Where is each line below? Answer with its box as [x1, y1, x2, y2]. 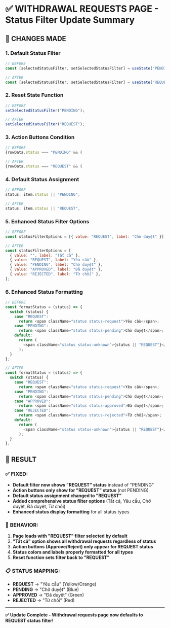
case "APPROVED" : [14, 399, 51, 404]
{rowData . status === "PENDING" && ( [5, 150, 82, 155]
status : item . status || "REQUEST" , [5, 206, 80, 211]
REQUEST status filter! [5, 617, 54, 623]
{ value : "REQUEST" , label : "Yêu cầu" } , [10, 257, 99, 263]
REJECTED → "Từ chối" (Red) [12, 597, 75, 603]
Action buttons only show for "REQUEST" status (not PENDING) [12, 487, 149, 494]
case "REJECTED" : [14, 408, 51, 413]
